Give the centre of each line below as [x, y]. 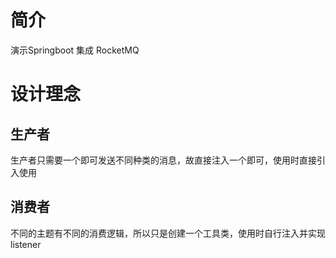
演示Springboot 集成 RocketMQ [75, 50]
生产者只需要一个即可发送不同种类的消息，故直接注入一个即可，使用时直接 [163, 160]
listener [26, 244]
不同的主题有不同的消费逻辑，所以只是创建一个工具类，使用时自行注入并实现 [168, 233]
